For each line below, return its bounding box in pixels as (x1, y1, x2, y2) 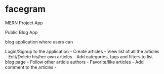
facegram (5, 3, 46, 15)
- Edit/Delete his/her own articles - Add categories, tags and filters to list (5, 53, 153, 60)
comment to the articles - (5, 64, 57, 70)
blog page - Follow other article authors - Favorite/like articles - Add (5, 59, 144, 65)
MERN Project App (5, 20, 43, 26)
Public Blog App (5, 29, 38, 35)
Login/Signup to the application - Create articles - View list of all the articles (5, 48, 160, 54)
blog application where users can (5, 38, 73, 45)
